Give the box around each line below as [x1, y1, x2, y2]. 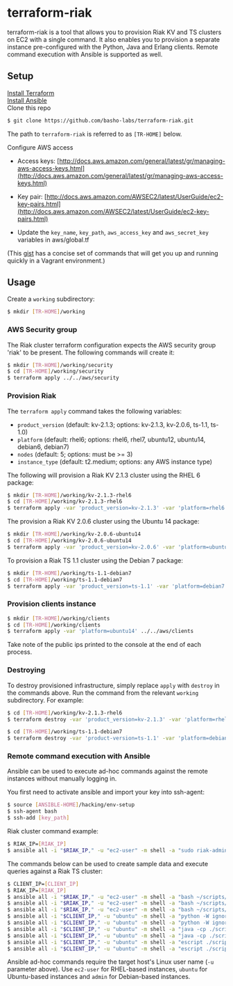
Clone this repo [7, 103, 51, 112]
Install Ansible [7, 96, 47, 104]
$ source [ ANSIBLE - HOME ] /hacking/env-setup [7, 801, 135, 808]
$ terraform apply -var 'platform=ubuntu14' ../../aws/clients [7, 628, 194, 635]
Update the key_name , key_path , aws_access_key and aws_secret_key [17, 228, 209, 236]
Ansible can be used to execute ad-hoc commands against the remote [7, 767, 208, 776]
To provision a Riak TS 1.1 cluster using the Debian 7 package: [7, 556, 184, 565]
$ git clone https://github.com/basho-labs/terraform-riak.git [7, 117, 194, 124]
